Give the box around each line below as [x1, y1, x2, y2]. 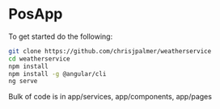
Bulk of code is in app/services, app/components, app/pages [8, 92, 213, 102]
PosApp [8, 5, 63, 23]
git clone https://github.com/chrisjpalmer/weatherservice [8, 47, 212, 55]
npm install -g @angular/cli [8, 69, 107, 78]
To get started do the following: [8, 31, 113, 41]
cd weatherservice [8, 54, 70, 63]
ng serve [8, 78, 38, 86]
